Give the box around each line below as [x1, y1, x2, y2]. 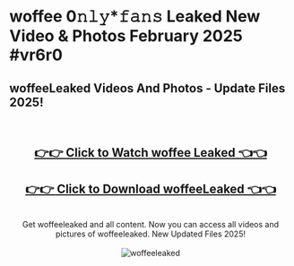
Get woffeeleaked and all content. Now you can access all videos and [22, 219, 280, 230]
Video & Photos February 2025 [9, 26, 244, 47]
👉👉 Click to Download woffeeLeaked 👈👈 [25, 181, 276, 196]
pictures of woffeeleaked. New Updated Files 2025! [55, 228, 246, 239]
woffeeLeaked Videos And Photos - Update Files [9, 81, 286, 96]
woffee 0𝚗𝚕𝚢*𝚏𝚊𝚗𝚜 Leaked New [9, 6, 261, 27]
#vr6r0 [9, 45, 63, 65]
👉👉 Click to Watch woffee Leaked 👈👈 [34, 145, 267, 160]
